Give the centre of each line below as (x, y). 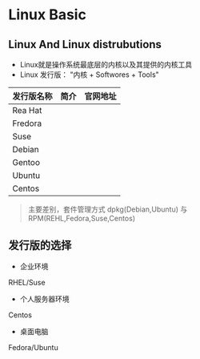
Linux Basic (47, 15)
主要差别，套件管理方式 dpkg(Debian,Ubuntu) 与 (108, 209)
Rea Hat (27, 110)
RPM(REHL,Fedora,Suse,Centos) (82, 218)
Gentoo (26, 162)
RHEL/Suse (27, 282)
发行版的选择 (40, 246)
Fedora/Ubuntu (33, 347)
